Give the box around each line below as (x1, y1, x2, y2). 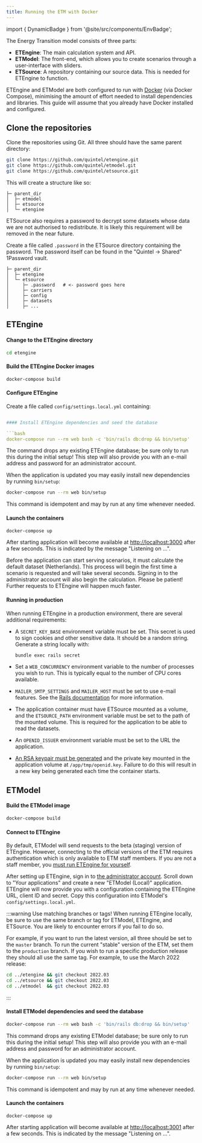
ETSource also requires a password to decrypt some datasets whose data (6, 217, 190, 224)
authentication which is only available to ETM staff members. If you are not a (6, 855, 197, 862)
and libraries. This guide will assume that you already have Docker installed (6, 99, 194, 106)
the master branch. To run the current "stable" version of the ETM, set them (6, 941, 194, 948)
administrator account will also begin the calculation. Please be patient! (6, 576, 183, 583)
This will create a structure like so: (6, 179, 92, 186)
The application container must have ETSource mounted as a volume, (14, 705, 188, 713)
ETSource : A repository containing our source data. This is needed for (14, 68, 190, 75)
